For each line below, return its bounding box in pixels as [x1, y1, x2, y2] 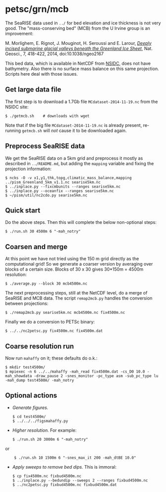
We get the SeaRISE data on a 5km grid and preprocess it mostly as [5, 155, 143, 161]
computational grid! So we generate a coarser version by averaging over [5, 261, 153, 267]
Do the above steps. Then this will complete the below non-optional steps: [5, 219, 157, 225]
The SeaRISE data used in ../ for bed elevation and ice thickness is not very [5, 20, 161, 26]
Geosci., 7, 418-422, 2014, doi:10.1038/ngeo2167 [5, 51, 104, 57]
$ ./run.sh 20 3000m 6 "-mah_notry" [12, 437, 88, 442]
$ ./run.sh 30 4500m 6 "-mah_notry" [5, 229, 81, 234]
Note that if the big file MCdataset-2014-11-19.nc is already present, [5, 122, 142, 128]
